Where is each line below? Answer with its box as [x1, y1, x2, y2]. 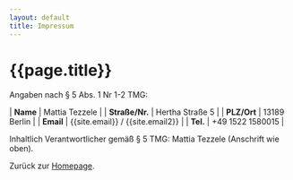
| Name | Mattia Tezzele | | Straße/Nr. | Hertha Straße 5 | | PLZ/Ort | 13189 [9, 107, 285, 117]
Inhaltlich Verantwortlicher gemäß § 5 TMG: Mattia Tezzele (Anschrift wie [9, 133, 280, 144]
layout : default [9, 13, 70, 22]
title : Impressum [9, 21, 74, 30]
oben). [9, 143, 34, 154]
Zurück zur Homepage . [9, 160, 96, 171]
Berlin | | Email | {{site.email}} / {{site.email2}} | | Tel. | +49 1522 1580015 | [9, 116, 285, 127]
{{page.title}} [9, 60, 112, 81]
